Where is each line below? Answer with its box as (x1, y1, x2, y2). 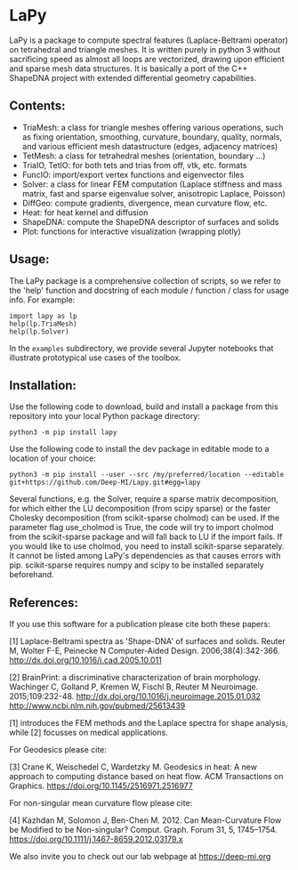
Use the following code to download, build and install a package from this (9, 401, 278, 412)
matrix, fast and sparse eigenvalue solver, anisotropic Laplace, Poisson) (21, 188, 286, 198)
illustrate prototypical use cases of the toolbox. (9, 352, 182, 363)
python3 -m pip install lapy (9, 428, 117, 437)
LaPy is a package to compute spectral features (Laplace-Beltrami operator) (9, 35, 289, 45)
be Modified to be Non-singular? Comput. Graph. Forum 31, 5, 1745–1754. (9, 825, 278, 835)
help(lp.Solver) (9, 326, 69, 336)
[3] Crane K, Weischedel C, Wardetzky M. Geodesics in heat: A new (9, 761, 258, 772)
